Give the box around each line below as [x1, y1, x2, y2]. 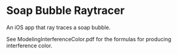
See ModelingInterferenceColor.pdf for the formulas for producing [6, 35, 172, 42]
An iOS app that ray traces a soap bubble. [6, 24, 111, 31]
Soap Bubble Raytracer [6, 4, 125, 18]
